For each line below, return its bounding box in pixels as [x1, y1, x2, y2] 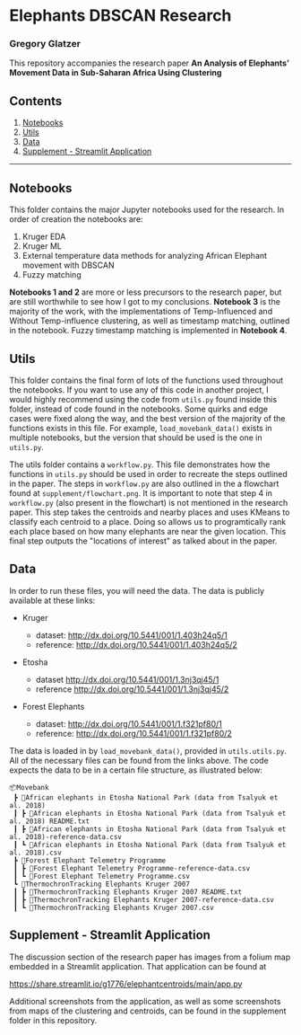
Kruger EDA [21, 231, 66, 243]
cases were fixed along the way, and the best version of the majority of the [9, 412, 286, 423]
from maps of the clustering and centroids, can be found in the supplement [9, 1005, 287, 1016]
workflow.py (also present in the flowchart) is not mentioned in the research [9, 497, 288, 508]
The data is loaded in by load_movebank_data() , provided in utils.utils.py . [9, 745, 288, 756]
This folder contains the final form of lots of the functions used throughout [9, 375, 284, 385]
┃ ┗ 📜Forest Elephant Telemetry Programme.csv [13, 871, 191, 880]
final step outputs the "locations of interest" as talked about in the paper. [9, 535, 278, 546]
